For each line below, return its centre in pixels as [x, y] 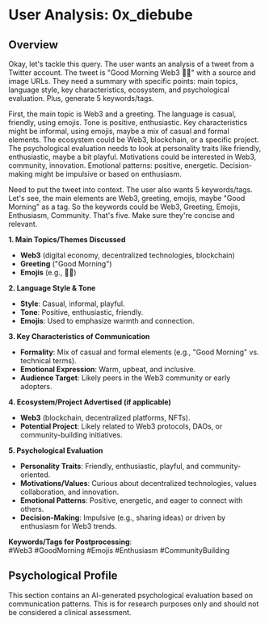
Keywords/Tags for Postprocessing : [70, 542]
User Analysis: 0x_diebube [101, 15]
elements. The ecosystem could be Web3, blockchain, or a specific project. [134, 140]
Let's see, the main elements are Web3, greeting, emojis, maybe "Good [127, 198]
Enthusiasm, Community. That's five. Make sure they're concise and [122, 215]
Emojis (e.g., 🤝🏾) [48, 272]
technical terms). [48, 360]
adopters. [36, 386]
